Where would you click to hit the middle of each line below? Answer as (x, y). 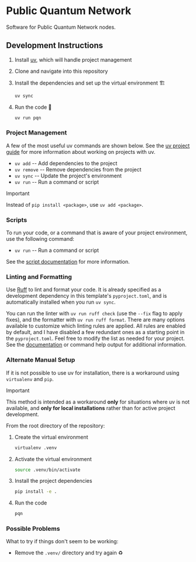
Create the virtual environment (51, 437)
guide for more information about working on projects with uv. (81, 152)
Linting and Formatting (39, 277)
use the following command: (40, 239)
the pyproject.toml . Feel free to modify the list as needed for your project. (96, 338)
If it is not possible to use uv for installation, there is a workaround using (93, 373)
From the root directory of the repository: (56, 425)
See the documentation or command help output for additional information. (97, 345)
